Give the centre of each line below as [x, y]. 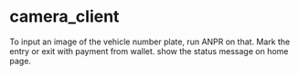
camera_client [64, 17]
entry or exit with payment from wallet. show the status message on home [149, 51]
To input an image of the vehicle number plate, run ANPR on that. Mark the [150, 42]
